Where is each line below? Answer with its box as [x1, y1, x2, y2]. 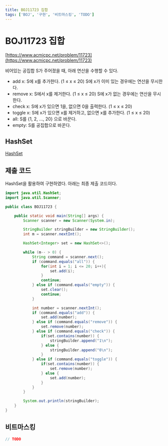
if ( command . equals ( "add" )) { [31, 310, 95, 315]
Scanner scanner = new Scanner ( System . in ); [23, 218, 115, 223]
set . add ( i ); [49, 268, 75, 273]
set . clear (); [40, 287, 68, 292]
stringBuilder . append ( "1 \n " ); [49, 338, 113, 343]
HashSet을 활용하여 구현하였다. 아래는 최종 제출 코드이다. [5, 181, 117, 187]
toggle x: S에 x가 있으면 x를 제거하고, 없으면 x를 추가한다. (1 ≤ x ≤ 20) [12, 110, 150, 116]
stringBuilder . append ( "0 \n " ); [49, 347, 113, 353]
